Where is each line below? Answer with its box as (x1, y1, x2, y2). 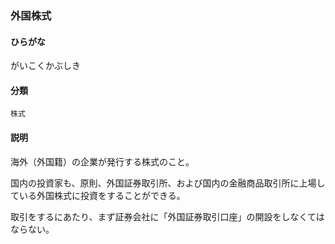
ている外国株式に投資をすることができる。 (10, 189, 186, 201)
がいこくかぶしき (10, 60, 81, 72)
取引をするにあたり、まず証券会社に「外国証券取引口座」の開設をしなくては (10, 210, 325, 222)
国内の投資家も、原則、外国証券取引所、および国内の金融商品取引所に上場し (10, 177, 326, 189)
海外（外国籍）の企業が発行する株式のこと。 (10, 155, 195, 167)
